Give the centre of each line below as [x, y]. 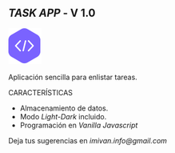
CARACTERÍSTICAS [41, 92]
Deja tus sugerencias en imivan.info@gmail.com [88, 140]
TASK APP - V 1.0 [52, 13]
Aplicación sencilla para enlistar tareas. [73, 77]
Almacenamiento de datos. [64, 108]
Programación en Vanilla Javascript [79, 125]
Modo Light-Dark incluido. [63, 116]
